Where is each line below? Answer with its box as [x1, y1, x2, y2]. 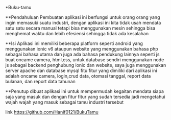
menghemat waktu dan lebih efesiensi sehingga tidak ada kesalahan [5, 31, 149, 36]
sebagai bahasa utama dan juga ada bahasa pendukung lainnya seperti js [5, 51, 160, 57]
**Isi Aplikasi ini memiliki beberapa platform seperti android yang [5, 40, 143, 46]
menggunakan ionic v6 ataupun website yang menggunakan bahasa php [5, 46, 158, 52]
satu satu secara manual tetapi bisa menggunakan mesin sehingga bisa [5, 25, 156, 31]
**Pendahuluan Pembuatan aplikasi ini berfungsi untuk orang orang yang [5, 14, 160, 20]
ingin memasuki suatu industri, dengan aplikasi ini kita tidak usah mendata [5, 20, 161, 26]
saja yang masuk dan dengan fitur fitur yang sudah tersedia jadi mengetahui [5, 94, 165, 100]
